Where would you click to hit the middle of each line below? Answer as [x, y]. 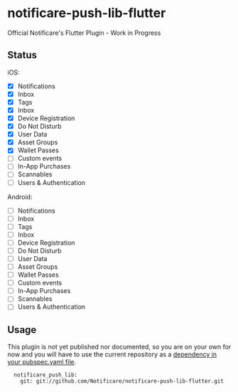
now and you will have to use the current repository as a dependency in [112, 354]
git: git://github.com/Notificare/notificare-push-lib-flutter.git [122, 381]
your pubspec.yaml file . [42, 362]
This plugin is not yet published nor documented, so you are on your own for [119, 347]
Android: [20, 196]
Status [22, 55]
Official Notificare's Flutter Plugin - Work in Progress [84, 33]
